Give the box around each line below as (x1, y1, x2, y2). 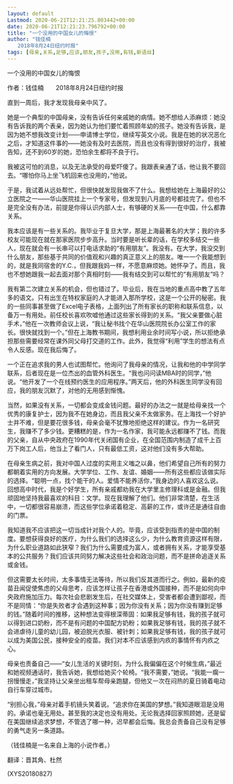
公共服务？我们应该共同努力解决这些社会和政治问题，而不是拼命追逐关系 (19, 552, 226, 560)
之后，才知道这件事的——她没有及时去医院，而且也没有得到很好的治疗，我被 (7, 139, 226, 147)
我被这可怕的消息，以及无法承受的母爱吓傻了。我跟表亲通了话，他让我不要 (7, 162, 220, 171)
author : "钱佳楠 (7, 36, 51, 43)
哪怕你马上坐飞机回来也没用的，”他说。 (21, 171, 132, 179)
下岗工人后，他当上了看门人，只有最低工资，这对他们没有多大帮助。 (12, 444, 208, 452)
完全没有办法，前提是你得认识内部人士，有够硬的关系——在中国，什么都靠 (12, 203, 226, 212)
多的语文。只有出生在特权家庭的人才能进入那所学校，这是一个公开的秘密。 (7, 293, 220, 302)
